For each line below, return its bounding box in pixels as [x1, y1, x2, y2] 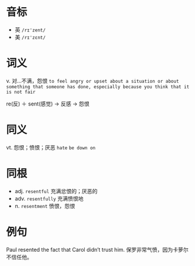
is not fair [6, 89, 36, 95]
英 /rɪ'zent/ [14, 26, 46, 33]
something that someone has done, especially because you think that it [6, 84, 190, 89]
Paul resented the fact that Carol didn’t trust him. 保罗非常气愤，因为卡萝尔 [6, 246, 188, 253]
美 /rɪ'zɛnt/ [14, 33, 46, 40]
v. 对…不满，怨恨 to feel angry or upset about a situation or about [6, 77, 180, 84]
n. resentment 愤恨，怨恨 [14, 202, 75, 209]
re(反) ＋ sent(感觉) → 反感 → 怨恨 [6, 100, 90, 107]
